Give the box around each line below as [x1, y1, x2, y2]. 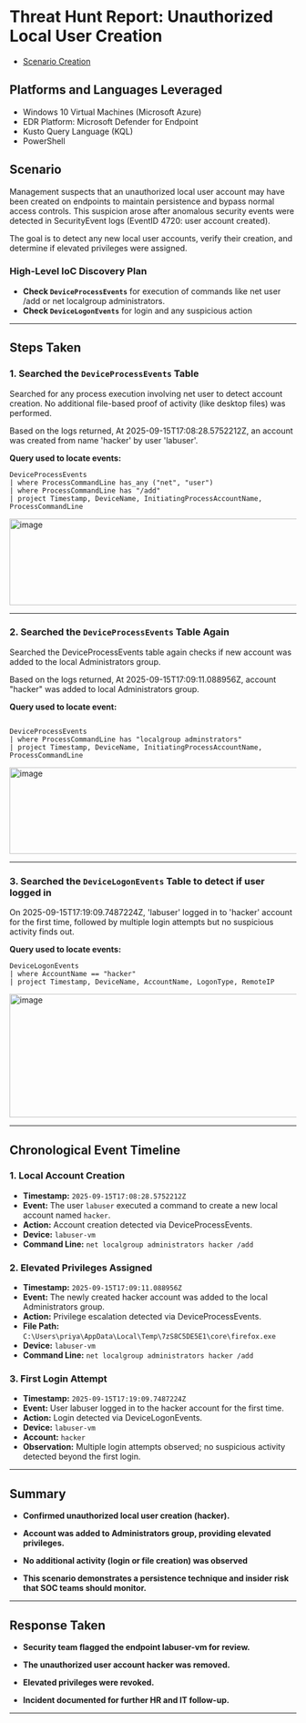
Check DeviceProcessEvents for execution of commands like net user [22, 285, 281, 297]
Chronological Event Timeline [9, 1142, 180, 1157]
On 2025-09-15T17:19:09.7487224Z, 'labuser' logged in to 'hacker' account [9, 907, 293, 918]
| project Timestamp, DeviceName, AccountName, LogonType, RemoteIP [9, 977, 275, 987]
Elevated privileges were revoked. [22, 1677, 155, 1688]
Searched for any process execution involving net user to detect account [9, 388, 283, 399]
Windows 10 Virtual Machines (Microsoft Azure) [22, 107, 202, 117]
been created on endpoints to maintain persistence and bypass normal [9, 196, 275, 207]
